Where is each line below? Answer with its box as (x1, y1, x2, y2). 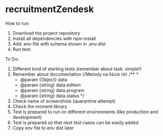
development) (12, 114, 42, 120)
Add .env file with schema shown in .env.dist (12, 40, 106, 47)
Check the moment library (12, 103, 67, 109)
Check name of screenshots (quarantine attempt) (12, 98, 115, 104)
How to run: (5, 20, 30, 26)
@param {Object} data (20, 76, 67, 82)
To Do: (5, 56, 19, 62)
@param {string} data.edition (20, 82, 81, 88)
